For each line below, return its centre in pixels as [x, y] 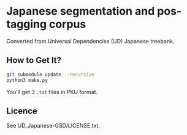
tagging [27, 24]
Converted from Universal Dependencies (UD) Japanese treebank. [90, 41]
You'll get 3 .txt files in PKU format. [52, 92]
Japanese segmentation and [81, 11]
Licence [22, 111]
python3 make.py [27, 80]
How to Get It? [34, 60]
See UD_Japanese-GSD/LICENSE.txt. [53, 126]
